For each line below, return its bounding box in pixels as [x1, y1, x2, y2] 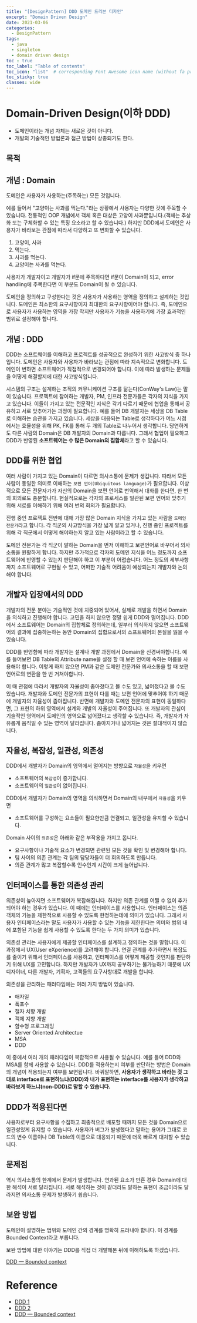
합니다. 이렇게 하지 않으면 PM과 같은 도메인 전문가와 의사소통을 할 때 [21, 663, 178, 670]
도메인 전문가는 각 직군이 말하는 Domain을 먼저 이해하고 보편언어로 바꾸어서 [6, 541, 180, 548]
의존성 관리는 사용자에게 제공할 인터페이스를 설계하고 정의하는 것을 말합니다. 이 [6, 939, 186, 946]
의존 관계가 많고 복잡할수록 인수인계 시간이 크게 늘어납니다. [14, 861, 150, 868]
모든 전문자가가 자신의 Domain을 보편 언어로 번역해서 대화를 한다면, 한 [21, 487, 183, 494]
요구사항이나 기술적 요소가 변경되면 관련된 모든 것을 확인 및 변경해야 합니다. [14, 847, 187, 854]
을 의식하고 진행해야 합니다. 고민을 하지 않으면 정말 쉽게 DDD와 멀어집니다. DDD [6, 613, 189, 620]
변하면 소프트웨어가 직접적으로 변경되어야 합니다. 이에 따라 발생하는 [21, 365, 175, 372]
